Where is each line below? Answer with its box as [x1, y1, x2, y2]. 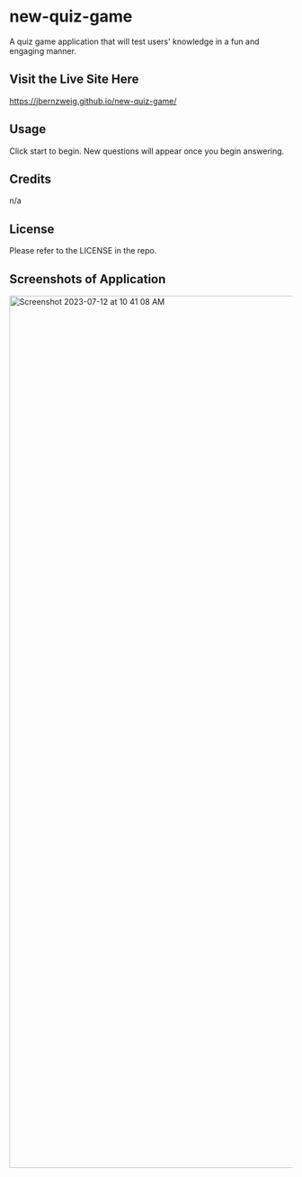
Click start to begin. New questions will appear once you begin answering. [9, 146, 285, 156]
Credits [9, 171, 52, 186]
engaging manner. [9, 45, 76, 56]
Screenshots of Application [9, 272, 166, 287]
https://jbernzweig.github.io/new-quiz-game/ [9, 95, 177, 106]
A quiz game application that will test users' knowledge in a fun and [9, 36, 260, 47]
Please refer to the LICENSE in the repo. [9, 245, 157, 256]
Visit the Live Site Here [9, 72, 139, 87]
